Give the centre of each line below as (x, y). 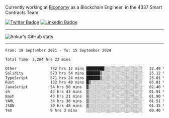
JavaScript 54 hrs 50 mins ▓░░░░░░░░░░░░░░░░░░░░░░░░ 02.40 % (85, 87)
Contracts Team (22, 12)
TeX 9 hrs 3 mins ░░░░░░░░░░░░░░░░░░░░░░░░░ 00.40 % (85, 110)
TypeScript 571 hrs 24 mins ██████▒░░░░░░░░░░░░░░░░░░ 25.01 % (85, 78)
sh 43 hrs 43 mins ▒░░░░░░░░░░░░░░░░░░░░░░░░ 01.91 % (85, 92)
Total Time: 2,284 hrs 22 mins (38, 59)
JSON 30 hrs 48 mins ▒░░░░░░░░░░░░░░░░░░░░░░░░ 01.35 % (85, 105)
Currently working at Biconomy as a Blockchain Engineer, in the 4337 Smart (84, 7)
